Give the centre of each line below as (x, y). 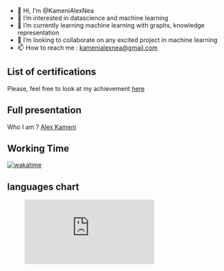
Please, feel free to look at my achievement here (76, 88)
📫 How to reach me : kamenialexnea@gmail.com (87, 48)
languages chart (43, 187)
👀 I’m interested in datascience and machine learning (93, 18)
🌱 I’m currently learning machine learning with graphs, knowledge (111, 25)
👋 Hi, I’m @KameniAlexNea (56, 11)
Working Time (38, 149)
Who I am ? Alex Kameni (42, 127)
